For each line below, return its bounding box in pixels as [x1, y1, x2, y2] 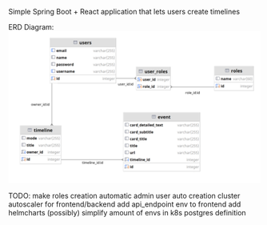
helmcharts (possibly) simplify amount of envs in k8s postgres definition [8, 208, 246, 218]
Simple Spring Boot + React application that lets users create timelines [8, 7, 241, 16]
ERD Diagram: [8, 22, 54, 31]
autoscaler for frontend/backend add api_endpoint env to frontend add [8, 199, 241, 209]
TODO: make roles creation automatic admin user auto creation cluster [8, 191, 241, 201]
